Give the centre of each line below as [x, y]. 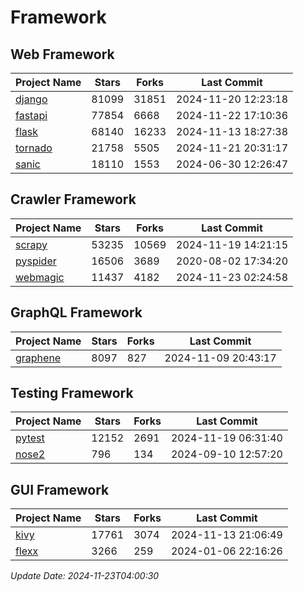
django [31, 99]
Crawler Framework [73, 199]
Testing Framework [72, 393]
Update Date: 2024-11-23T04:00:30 [85, 576]
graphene [38, 358]
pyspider [36, 261]
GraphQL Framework [76, 312]
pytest [30, 438]
